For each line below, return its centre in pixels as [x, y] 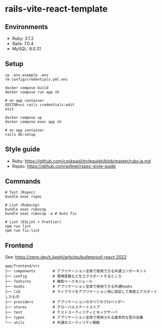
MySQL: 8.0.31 [26, 49]
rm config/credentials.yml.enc [37, 79]
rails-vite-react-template [56, 9]
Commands [23, 181]
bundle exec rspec [23, 197]
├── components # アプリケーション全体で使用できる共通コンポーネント [76, 271]
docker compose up [23, 117]
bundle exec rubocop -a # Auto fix [41, 214]
